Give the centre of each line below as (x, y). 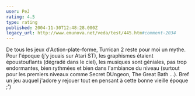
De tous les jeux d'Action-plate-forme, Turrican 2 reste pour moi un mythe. (96, 49)
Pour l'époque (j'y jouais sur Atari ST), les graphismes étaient (80, 56)
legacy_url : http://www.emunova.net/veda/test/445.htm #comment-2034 (91, 33)
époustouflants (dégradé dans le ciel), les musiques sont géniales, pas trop (96, 62)
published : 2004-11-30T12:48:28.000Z (52, 28)
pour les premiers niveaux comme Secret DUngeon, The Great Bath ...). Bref (97, 74)
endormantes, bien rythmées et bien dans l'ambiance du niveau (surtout (93, 68)
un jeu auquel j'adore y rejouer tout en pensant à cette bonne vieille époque (97, 81)
